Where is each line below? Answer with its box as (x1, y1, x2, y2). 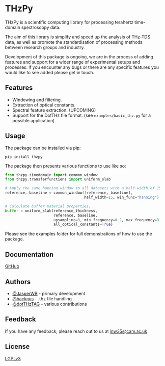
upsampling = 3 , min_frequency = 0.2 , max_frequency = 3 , (53, 217, 162, 222)
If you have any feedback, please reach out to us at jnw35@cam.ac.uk (5, 328, 148, 334)
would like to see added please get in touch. (5, 69, 95, 75)
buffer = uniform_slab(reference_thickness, (5, 208, 98, 213)
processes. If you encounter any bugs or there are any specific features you (5, 64, 159, 70)
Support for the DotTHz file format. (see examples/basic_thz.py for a (12, 112, 151, 118)
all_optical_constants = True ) (53, 222, 113, 227)
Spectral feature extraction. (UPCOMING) (12, 107, 96, 113)
